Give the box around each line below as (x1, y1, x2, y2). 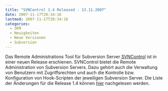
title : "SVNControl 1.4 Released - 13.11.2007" (5, 7, 107, 12)
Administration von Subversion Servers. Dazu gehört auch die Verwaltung (5, 64, 158, 70)
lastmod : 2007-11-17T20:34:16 (5, 16, 69, 21)
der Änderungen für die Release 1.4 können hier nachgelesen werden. (5, 80, 150, 86)
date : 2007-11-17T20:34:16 (5, 12, 62, 17)
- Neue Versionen (10, 35, 46, 40)
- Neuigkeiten (10, 30, 39, 35)
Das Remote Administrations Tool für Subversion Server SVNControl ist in (5, 53, 157, 59)
